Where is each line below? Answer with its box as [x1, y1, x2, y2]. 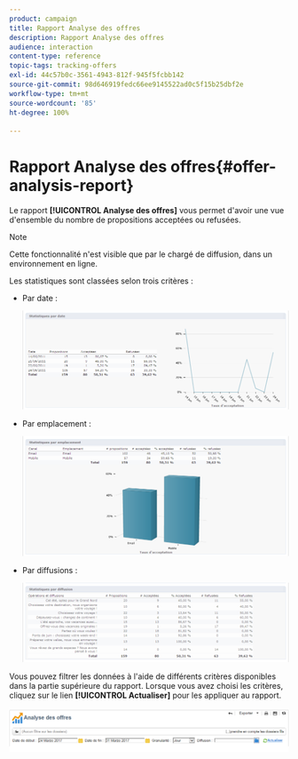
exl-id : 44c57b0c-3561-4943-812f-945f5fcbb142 [9, 71, 184, 80]
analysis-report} [9, 176, 135, 196]
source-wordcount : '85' [9, 99, 98, 108]
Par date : [21, 293, 58, 304]
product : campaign [9, 14, 77, 23]
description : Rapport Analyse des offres [9, 33, 165, 42]
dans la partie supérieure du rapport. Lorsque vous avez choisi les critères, [9, 680, 284, 691]
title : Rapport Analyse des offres [9, 23, 141, 33]
